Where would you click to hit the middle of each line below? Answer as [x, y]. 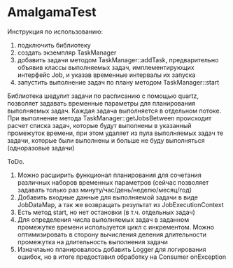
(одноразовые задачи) [41, 148]
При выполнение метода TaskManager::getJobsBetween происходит [110, 118]
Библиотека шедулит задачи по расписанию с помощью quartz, [103, 96]
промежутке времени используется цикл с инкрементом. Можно [116, 227]
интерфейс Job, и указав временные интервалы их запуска [106, 75]
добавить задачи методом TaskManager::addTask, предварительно [118, 59]
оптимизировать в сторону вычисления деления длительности [112, 234]
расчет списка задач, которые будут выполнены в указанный [99, 125]
